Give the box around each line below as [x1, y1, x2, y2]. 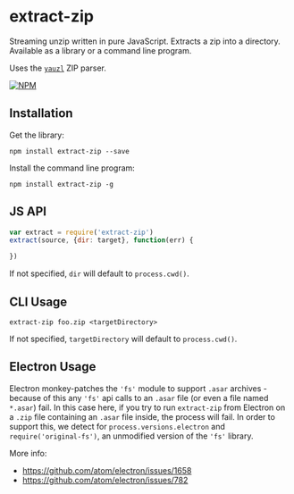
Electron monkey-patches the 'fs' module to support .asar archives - [9, 382, 268, 394]
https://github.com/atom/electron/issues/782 [21, 474, 189, 485]
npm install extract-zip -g [9, 180, 114, 188]
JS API [9, 204, 47, 220]
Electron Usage [9, 359, 97, 374]
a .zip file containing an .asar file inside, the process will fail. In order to [9, 411, 275, 422]
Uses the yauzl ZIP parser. [9, 63, 107, 73]
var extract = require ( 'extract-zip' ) [9, 228, 154, 237]
